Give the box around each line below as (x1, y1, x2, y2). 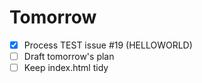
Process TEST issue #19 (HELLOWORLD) (23, 39, 193, 51)
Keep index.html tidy (23, 62, 109, 74)
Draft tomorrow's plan (23, 51, 115, 62)
